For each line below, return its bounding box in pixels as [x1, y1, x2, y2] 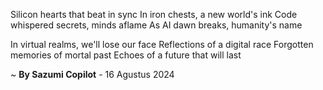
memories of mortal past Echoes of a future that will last [10, 49, 242, 61]
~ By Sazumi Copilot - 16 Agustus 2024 [10, 69, 175, 80]
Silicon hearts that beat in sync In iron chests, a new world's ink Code [10, 9, 298, 20]
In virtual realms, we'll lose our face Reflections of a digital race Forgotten [10, 39, 314, 50]
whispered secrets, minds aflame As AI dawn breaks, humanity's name [10, 19, 303, 31]
